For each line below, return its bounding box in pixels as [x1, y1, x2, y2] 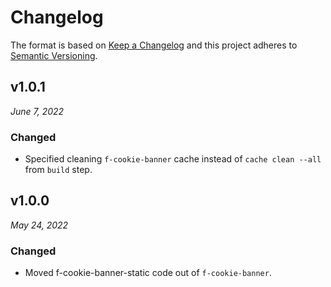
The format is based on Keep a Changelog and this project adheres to [10, 39, 298, 51]
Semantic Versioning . [10, 49, 98, 61]
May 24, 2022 [10, 219, 69, 231]
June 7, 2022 [10, 105, 65, 117]
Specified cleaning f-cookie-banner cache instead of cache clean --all [24, 153, 322, 165]
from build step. [24, 164, 93, 176]
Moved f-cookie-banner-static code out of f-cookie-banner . [24, 267, 272, 279]
